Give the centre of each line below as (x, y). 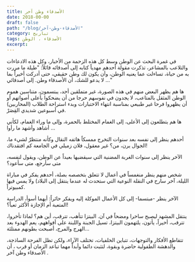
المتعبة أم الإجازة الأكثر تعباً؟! (38, 204)
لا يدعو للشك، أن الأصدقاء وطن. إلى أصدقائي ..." (59, 79)
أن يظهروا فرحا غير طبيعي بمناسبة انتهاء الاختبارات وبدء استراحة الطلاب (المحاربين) (97, 104)
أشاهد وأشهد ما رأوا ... (31, 128)
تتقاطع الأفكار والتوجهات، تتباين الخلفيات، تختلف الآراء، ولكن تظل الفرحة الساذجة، (95, 240)
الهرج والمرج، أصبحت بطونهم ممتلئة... (48, 228)
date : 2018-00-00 (28, 17)
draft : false (23, 22)
